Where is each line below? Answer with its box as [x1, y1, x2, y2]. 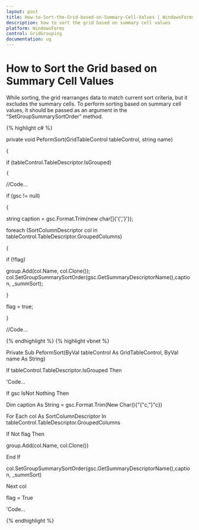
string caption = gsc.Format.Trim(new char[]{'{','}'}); [6, 215, 134, 222]
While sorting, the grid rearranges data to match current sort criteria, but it [6, 94, 188, 101]
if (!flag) [6, 256, 25, 263]
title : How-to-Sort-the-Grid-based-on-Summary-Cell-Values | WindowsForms [6, 14, 195, 20]
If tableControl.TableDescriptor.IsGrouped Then [6, 366, 122, 373]
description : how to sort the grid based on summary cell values [6, 20, 171, 25]
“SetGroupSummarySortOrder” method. [6, 113, 104, 120]
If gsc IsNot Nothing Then [6, 389, 69, 397]
